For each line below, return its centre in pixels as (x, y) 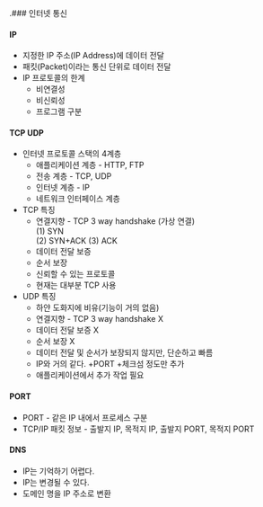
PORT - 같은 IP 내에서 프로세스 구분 (85, 417)
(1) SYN (50, 231)
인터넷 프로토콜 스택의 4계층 (72, 154)
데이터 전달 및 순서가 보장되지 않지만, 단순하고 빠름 (124, 352)
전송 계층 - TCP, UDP (74, 176)
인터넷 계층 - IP (62, 188)
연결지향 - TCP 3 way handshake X (100, 319)
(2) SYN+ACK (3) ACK (77, 241)
